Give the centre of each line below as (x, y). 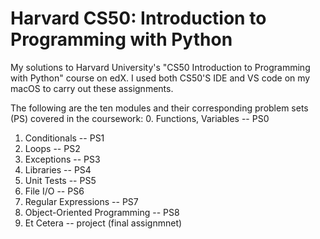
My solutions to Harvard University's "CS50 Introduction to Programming (160, 67)
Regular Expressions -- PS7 (81, 201)
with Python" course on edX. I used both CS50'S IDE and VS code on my (160, 78)
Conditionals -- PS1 (64, 138)
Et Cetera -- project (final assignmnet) (103, 223)
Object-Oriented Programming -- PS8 (102, 212)
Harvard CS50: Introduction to (138, 18)
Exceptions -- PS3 (62, 159)
